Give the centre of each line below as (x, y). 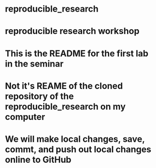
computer (25, 117)
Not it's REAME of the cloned (64, 86)
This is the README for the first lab (77, 53)
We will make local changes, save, (75, 139)
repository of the (39, 96)
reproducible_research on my (65, 107)
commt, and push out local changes (78, 149)
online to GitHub (38, 160)
